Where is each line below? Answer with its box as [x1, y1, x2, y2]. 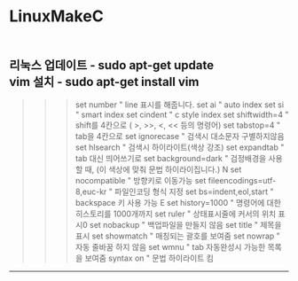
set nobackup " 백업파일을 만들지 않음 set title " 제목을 [90, 220, 282, 230]
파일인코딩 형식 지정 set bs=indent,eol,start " [114, 186, 274, 197]
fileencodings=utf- [208, 176, 277, 185]
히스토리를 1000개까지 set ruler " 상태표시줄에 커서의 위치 [74, 208, 277, 219]
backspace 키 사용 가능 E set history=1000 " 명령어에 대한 [74, 198, 282, 207]
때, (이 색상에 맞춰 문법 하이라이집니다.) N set [84, 164, 242, 175]
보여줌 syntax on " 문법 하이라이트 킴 [84, 253, 215, 263]
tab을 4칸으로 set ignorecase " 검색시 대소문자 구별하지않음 [74, 131, 286, 141]
